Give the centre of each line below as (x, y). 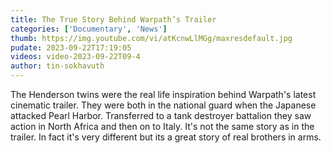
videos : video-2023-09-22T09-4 (75, 57)
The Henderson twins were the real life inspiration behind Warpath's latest (163, 94)
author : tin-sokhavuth (57, 66)
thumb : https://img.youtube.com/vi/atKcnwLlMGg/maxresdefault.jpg (151, 38)
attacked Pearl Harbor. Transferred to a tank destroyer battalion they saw (161, 115)
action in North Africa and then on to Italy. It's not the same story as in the (162, 126)
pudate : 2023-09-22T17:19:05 (71, 47)
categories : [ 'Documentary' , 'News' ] (89, 29)
